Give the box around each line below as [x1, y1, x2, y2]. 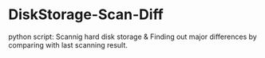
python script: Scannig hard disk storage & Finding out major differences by [8, 32, 257, 41]
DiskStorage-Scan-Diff [8, 6, 164, 24]
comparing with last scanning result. [8, 40, 128, 49]
